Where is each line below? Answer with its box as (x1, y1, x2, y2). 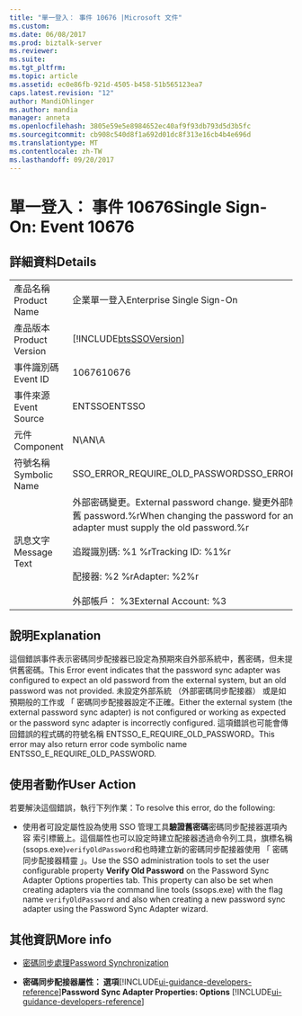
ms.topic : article (9, 72, 78, 81)
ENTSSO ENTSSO (72, 399, 146, 412)
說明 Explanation (9, 628, 102, 643)
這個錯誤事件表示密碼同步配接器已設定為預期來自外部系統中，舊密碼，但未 (9, 654, 285, 664)
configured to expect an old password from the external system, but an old (9, 675, 287, 686)
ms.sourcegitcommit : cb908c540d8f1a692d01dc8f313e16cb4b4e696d (9, 130, 252, 139)
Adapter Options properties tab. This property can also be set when (22, 875, 274, 886)
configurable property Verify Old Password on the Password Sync (22, 865, 270, 877)
